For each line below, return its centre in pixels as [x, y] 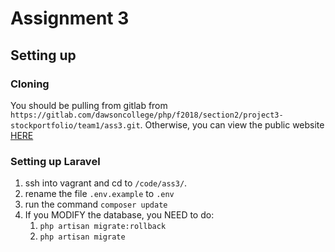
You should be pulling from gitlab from [89, 105]
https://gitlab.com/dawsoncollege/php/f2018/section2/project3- [147, 115]
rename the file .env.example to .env [99, 194]
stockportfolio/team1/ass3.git [75, 125]
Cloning [30, 84]
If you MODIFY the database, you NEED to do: [119, 215]
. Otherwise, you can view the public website [232, 124]
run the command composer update [96, 204]
